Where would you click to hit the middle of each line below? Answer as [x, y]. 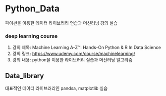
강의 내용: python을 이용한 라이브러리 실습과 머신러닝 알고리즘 [72, 60]
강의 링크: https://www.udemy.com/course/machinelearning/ [74, 54]
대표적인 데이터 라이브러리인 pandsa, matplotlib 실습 [56, 88]
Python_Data [32, 9]
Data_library [25, 75]
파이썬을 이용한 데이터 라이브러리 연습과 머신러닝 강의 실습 [61, 23]
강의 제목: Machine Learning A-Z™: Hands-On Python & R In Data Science [86, 48]
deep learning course [31, 36]
